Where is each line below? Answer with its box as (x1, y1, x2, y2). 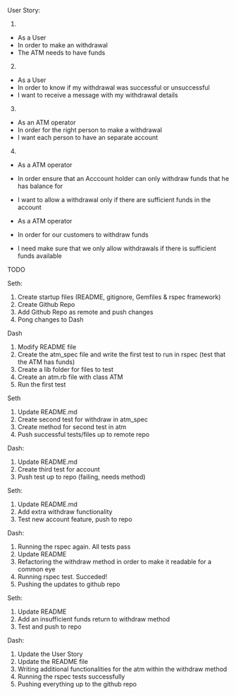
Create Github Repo (17, 300, 75, 308)
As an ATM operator (17, 118, 76, 127)
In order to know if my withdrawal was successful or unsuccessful (17, 83, 210, 91)
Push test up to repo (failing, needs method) (17, 473, 146, 481)
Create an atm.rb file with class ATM (17, 373, 123, 381)
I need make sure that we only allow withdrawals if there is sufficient (17, 244, 216, 252)
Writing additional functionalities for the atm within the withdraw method (17, 665, 228, 673)
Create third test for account (17, 465, 100, 473)
